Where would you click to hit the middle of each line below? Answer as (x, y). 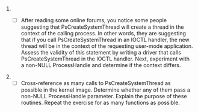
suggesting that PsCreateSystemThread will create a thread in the (102, 27)
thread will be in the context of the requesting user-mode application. (107, 46)
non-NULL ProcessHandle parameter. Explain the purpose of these (104, 96)
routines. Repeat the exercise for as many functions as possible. (101, 103)
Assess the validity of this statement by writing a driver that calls (101, 53)
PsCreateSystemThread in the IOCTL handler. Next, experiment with (105, 59)
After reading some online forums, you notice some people (94, 20)
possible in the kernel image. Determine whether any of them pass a (106, 90)
